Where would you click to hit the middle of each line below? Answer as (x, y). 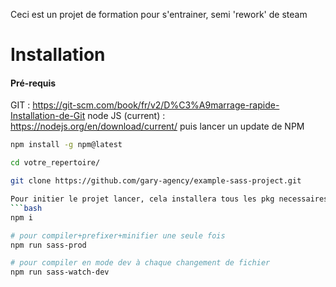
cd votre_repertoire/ (55, 163)
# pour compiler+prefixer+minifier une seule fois (118, 235)
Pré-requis (33, 83)
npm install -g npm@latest (66, 145)
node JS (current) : (126, 116)
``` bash (26, 208)
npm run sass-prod (48, 245)
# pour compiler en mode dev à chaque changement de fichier (140, 263)
